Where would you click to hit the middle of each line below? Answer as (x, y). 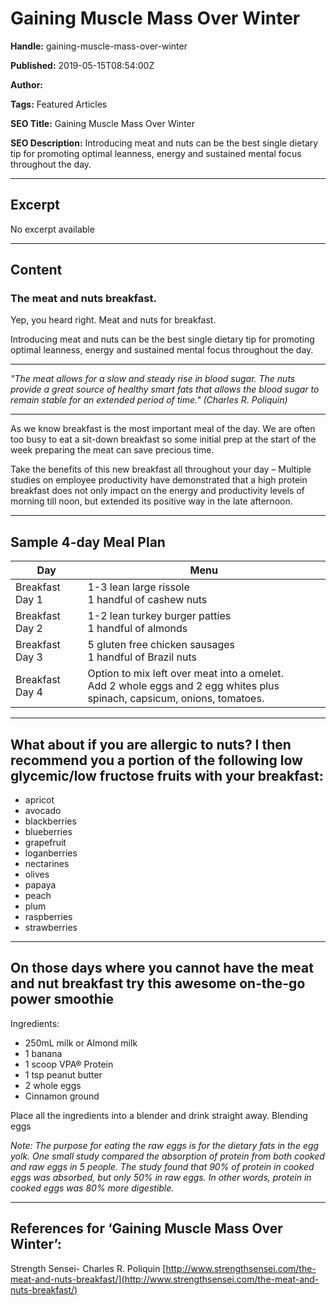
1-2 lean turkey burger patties (159, 616)
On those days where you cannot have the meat (162, 968)
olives (37, 874)
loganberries (51, 853)
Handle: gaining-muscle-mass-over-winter (99, 46)
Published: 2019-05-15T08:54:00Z (82, 65)
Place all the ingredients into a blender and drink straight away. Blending (159, 1115)
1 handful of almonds (137, 629)
